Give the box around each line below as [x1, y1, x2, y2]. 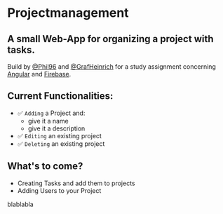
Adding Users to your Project [17, 186, 102, 194]
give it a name [27, 116, 69, 125]
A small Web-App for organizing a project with [7, 33, 214, 45]
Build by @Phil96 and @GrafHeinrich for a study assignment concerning [7, 62, 216, 71]
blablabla [7, 200, 34, 208]
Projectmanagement [7, 5, 129, 21]
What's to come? [7, 160, 83, 173]
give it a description [27, 124, 86, 133]
